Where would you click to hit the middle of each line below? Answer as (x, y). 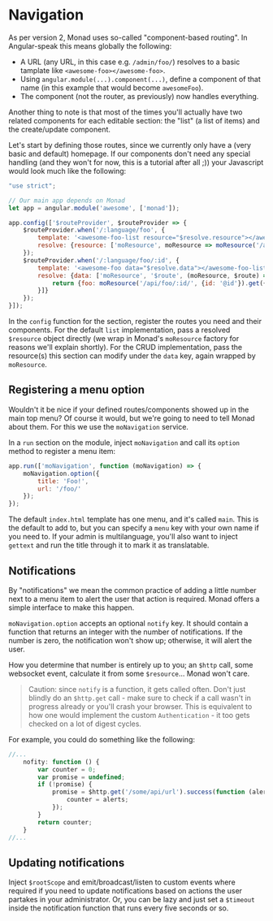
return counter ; (65, 822)
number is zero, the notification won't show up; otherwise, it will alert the (130, 640)
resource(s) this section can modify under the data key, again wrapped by (132, 356)
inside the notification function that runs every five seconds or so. (119, 908)
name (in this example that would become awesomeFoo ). (112, 88)
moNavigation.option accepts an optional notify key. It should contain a (128, 623)
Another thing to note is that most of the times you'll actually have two (126, 112)
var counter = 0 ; (67, 769)
